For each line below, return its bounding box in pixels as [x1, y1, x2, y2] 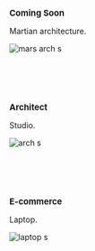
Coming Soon [9, 7, 65, 19]
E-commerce [9, 196, 63, 207]
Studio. [9, 120, 36, 130]
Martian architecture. [9, 26, 87, 36]
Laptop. [9, 214, 38, 225]
